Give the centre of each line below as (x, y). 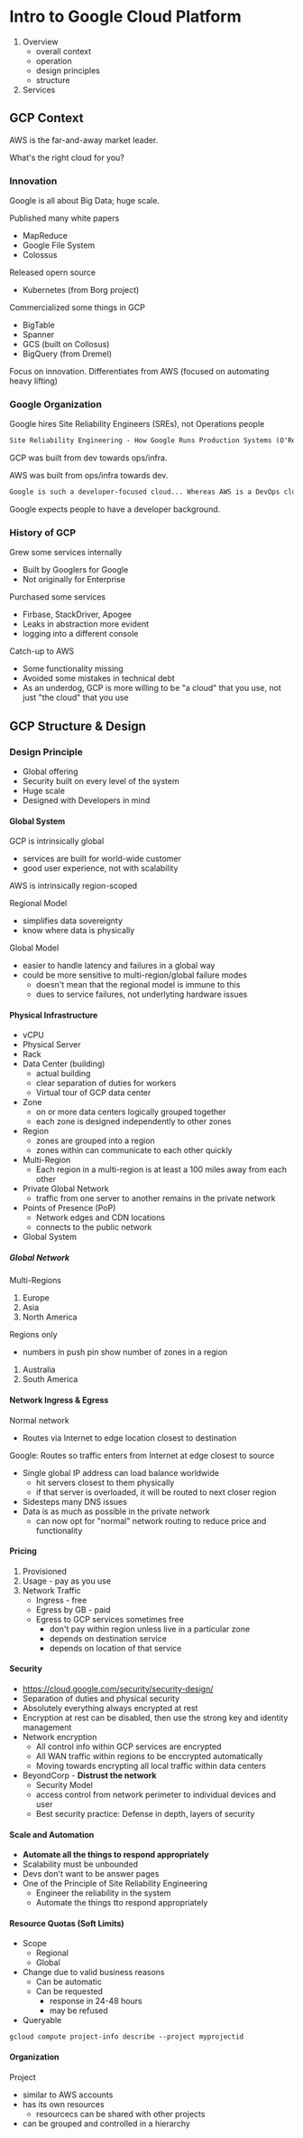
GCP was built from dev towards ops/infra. (88, 458)
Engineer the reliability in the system (103, 1893)
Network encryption (60, 1737)
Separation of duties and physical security (101, 1698)
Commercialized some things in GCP (78, 307)
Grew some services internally (66, 553)
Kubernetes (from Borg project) (81, 290)
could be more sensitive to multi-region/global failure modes (135, 975)
